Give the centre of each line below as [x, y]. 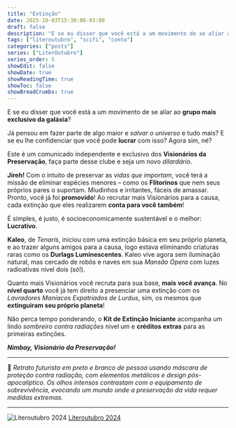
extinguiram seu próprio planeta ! [56, 305]
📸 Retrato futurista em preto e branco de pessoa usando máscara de [107, 368]
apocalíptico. [26, 382]
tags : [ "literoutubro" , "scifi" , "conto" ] [70, 40]
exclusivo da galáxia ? [39, 119]
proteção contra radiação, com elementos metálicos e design [97, 375]
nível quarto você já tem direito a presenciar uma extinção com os [104, 290]
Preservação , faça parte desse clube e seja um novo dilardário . [100, 161]
